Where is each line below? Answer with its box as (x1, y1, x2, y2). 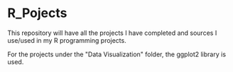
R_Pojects (7, 5, 67, 21)
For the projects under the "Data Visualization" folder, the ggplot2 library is (7, 50, 226, 58)
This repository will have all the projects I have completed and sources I (7, 29, 217, 37)
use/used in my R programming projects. (7, 36, 126, 44)
